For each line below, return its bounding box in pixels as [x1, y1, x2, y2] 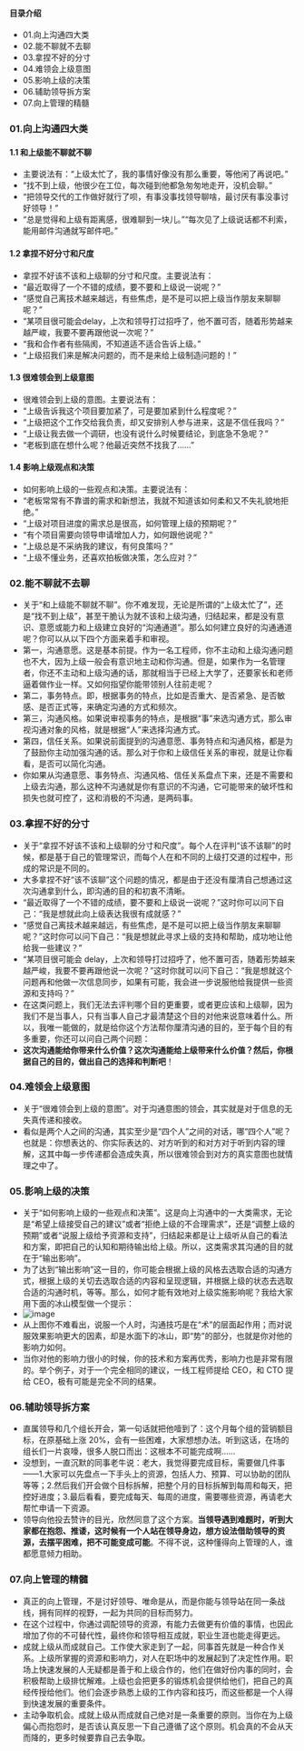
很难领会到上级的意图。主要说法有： [22, 394, 159, 405]
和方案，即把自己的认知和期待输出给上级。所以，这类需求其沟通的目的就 [22, 1241, 293, 1253]
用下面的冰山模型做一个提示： [22, 1298, 134, 1309]
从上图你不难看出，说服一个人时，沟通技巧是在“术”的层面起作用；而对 [22, 1319, 285, 1330]
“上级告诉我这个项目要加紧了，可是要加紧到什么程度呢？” [22, 405, 238, 416]
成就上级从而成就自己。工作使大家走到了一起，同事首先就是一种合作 [22, 1641, 278, 1652]
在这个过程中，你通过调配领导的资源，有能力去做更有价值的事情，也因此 [22, 1618, 293, 1629]
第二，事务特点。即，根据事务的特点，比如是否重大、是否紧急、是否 [22, 690, 278, 701]
